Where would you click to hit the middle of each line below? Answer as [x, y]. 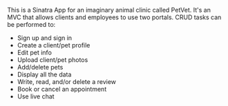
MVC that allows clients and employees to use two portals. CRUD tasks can [114, 17]
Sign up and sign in [45, 38]
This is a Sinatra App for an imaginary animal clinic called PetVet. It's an [109, 10]
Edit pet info [34, 52]
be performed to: [31, 24]
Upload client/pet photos [53, 60]
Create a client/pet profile [54, 45]
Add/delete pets [40, 67]
